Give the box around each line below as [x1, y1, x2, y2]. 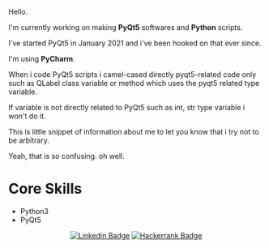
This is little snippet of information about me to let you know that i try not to [8, 127, 259, 136]
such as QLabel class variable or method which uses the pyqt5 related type [8, 79, 260, 88]
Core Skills [8, 180, 83, 198]
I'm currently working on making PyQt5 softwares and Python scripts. [8, 23, 243, 32]
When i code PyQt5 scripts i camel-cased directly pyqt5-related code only [8, 70, 257, 79]
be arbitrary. [8, 135, 50, 145]
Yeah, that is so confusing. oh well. [8, 152, 126, 160]
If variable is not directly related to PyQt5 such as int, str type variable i [8, 103, 246, 112]
